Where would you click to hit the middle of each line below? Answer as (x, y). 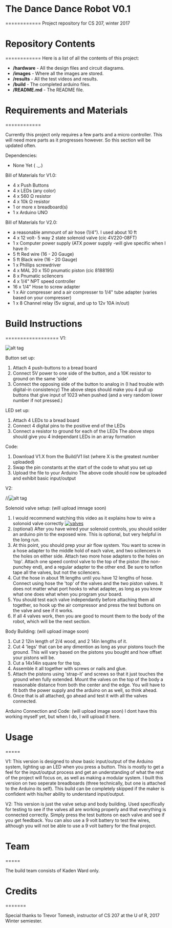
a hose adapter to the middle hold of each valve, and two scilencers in (87, 550)
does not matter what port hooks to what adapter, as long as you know (87, 589)
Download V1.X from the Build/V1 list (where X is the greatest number (85, 456)
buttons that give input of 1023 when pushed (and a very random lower (88, 395)
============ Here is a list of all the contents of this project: (72, 58)
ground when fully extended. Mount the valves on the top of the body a (88, 679)
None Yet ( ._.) (28, 165)
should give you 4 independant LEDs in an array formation (74, 437)
